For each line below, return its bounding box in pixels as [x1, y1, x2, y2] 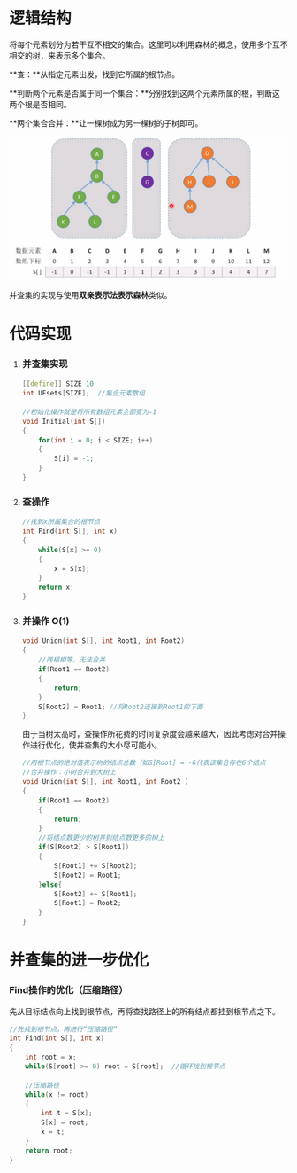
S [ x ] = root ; [41, 1118, 89, 1127]
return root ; [25, 1146, 73, 1155]
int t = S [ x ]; [41, 1109, 93, 1118]
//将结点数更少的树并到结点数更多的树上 [38, 833, 165, 842]
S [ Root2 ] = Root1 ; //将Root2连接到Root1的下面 [38, 702, 203, 711]
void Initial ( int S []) [21, 417, 106, 426]
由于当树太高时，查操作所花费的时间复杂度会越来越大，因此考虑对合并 [21, 729, 278, 739]
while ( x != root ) [25, 1090, 89, 1099]
